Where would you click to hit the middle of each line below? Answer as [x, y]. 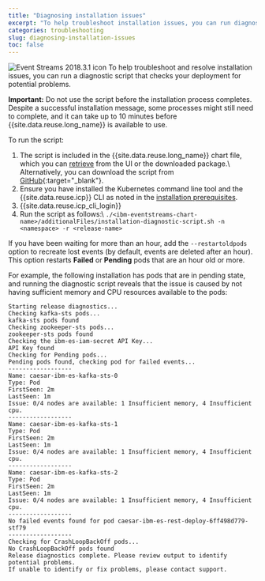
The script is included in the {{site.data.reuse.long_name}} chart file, [131, 156]
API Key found [32, 349]
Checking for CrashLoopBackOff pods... [74, 542]
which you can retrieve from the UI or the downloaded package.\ [125, 164]
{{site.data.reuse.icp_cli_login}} [71, 206]
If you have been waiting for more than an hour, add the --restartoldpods [128, 243]
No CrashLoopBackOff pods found [61, 549]
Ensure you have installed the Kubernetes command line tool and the [131, 189]
